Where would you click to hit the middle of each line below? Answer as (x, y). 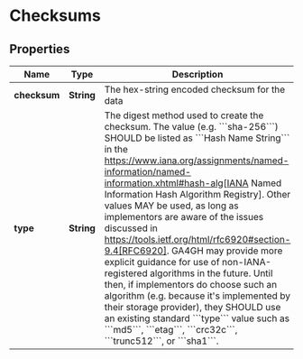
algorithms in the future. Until (211, 273)
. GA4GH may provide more (225, 251)
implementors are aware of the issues (184, 217)
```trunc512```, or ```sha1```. (161, 341)
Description (197, 74)
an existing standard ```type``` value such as (197, 318)
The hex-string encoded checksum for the (195, 89)
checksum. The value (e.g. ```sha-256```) (191, 127)
